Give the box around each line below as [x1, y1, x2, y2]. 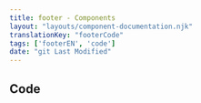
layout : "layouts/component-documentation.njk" [9, 22, 194, 31]
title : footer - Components [9, 13, 116, 23]
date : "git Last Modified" [9, 47, 112, 57]
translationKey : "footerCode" [9, 30, 125, 39]
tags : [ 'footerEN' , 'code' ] [9, 38, 116, 48]
